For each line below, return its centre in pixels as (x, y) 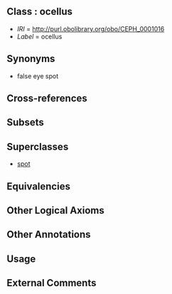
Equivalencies (38, 186)
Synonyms (31, 59)
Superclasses (38, 146)
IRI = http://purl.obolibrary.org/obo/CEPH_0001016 (91, 28)
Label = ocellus (39, 36)
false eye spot (38, 76)
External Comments (52, 283)
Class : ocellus (39, 12)
